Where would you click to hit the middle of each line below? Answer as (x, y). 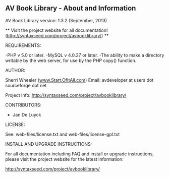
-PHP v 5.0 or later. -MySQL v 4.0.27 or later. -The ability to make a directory (85, 55)
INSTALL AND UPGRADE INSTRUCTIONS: (49, 144)
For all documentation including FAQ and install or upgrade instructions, (79, 154)
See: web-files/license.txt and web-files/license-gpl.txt (63, 134)
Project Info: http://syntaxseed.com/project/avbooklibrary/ (66, 95)
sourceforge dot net (26, 85)
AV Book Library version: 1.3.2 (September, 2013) (56, 20)
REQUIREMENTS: (23, 45)
